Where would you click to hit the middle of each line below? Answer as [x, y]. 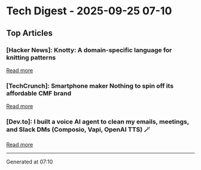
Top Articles [29, 33]
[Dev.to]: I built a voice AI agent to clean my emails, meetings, [98, 122]
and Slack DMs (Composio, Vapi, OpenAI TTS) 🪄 [78, 129]
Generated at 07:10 [30, 162]
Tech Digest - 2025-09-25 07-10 [89, 11]
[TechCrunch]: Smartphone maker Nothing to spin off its [90, 86]
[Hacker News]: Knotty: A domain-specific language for [89, 50]
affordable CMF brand [39, 93]
